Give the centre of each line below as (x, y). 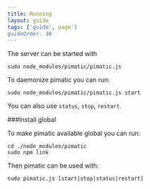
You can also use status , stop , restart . (64, 106)
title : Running (30, 14)
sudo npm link (28, 153)
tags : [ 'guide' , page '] (42, 27)
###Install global (32, 120)
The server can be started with (52, 54)
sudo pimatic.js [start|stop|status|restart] (75, 179)
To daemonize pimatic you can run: (59, 80)
